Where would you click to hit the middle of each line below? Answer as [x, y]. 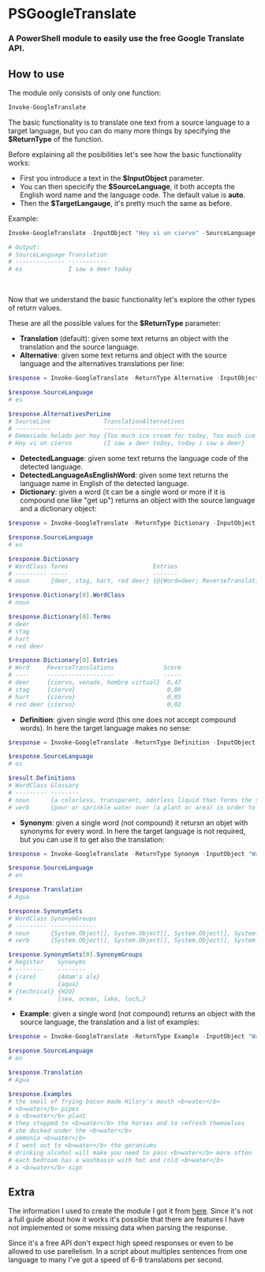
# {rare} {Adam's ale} [54, 976]
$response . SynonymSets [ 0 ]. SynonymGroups [76, 955]
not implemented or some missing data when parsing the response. [118, 1228]
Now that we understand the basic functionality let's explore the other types [132, 300]
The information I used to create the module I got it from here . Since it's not [131, 1211]
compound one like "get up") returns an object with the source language [137, 500]
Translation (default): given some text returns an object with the [124, 339]
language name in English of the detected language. [104, 484]
